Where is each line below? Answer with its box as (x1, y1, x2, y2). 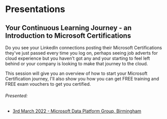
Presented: (5, 92, 28, 98)
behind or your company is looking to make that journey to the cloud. (5, 61, 148, 66)
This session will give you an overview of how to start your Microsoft (5, 70, 147, 76)
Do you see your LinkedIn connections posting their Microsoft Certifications (5, 45, 162, 51)
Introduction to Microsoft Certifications (5, 31, 131, 40)
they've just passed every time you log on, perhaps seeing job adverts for (5, 50, 158, 56)
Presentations (5, 4, 65, 15)
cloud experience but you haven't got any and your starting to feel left (5, 55, 150, 61)
